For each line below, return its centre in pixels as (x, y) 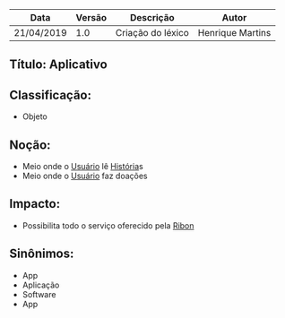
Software (39, 294)
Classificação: (51, 95)
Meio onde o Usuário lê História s (82, 167)
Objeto (35, 116)
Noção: (30, 145)
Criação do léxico (152, 33)
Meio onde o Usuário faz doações (85, 176)
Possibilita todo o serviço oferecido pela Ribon (108, 225)
